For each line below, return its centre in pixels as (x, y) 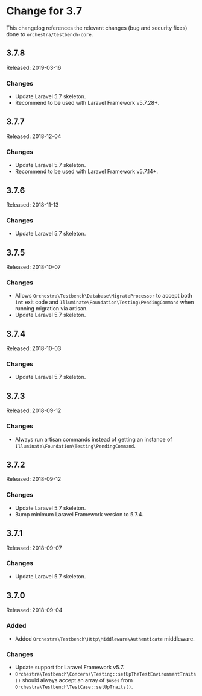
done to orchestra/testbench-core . (50, 34)
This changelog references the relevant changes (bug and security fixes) (97, 28)
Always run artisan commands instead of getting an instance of (93, 439)
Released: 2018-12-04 (34, 136)
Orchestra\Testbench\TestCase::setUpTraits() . (74, 687)
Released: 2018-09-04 (34, 610)
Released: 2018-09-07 (34, 548)
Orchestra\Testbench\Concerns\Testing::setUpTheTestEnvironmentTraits (106, 674)
